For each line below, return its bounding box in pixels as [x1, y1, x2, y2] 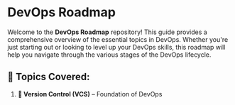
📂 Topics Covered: [7, 71, 90, 83]
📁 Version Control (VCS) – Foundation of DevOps [17, 89, 163, 98]
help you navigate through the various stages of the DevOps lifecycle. [7, 50, 212, 59]
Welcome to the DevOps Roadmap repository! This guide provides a [7, 28, 207, 36]
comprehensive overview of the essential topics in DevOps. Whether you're [7, 35, 229, 43]
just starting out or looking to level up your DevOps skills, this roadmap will [7, 43, 226, 51]
